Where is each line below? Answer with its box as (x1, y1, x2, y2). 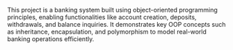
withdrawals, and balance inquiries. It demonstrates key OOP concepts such (7, 21, 226, 28)
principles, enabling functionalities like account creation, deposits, (7, 13, 197, 21)
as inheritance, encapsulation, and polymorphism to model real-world (7, 27, 207, 36)
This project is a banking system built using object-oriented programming (7, 6, 218, 14)
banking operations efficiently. (7, 35, 95, 43)
